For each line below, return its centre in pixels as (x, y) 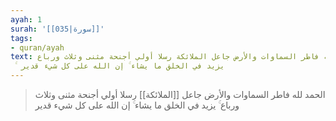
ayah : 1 (26, 19)
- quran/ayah (37, 47)
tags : (21, 38)
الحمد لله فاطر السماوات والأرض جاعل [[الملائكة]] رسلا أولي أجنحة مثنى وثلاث (180, 94)
